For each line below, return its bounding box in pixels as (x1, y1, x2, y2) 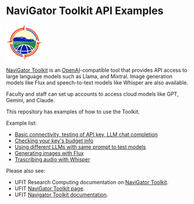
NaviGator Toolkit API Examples (6, 4, 164, 18)
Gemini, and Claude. (6, 96, 56, 103)
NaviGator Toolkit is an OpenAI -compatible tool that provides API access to (6, 66, 188, 73)
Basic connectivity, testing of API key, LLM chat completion (14, 131, 158, 138)
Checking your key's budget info (14, 137, 94, 144)
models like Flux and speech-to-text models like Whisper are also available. (6, 79, 189, 86)
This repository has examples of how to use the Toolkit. (6, 108, 140, 115)
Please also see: (6, 167, 46, 174)
